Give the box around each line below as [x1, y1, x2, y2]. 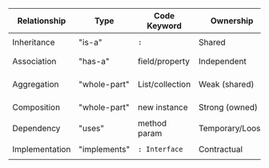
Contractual [199, 144, 243, 154]
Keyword [147, 20, 182, 31]
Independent [199, 56, 247, 66]
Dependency [12, 123, 61, 134]
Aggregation [12, 79, 59, 90]
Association [12, 56, 57, 66]
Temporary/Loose [199, 123, 266, 134]
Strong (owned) [199, 102, 259, 113]
